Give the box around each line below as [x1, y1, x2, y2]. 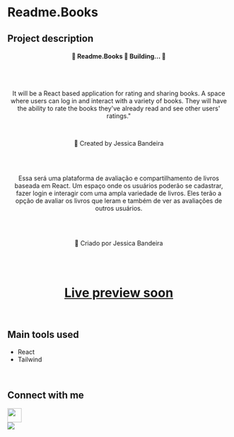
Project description [7, 33, 94, 45]
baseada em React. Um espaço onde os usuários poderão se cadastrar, [14, 181, 223, 190]
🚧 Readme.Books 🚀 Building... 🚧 [71, 52, 166, 61]
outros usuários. [95, 204, 143, 212]
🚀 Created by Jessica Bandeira [74, 139, 164, 147]
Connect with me [7, 389, 85, 401]
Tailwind [17, 355, 42, 363]
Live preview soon [64, 284, 174, 301]
